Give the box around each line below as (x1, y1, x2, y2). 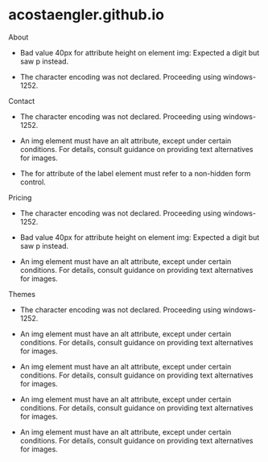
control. (19, 177, 46, 187)
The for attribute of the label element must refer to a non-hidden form (19, 168, 251, 178)
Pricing (8, 192, 32, 202)
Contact (8, 96, 35, 105)
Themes (8, 289, 36, 299)
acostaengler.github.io (8, 6, 165, 24)
